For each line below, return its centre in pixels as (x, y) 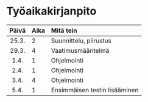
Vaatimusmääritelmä (80, 50)
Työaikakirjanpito (51, 11)
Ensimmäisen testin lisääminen (95, 90)
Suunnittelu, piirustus (81, 41)
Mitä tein (64, 30)
